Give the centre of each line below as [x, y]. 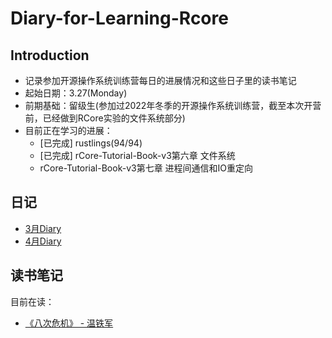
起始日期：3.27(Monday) [76, 93]
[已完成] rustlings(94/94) [91, 143]
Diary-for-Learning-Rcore [119, 18]
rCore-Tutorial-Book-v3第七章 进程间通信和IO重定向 [146, 168]
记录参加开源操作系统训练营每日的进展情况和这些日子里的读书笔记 [160, 80]
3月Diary [43, 228]
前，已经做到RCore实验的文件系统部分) [105, 118]
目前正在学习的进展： [68, 130]
